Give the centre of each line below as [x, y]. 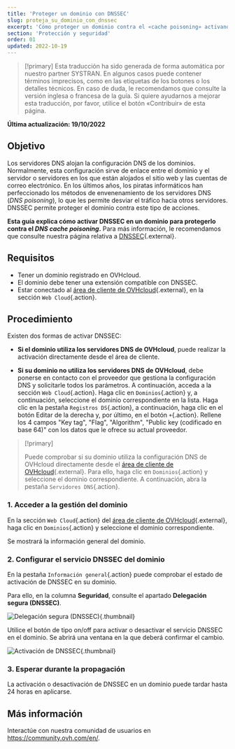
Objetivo [26, 147]
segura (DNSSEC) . [34, 603]
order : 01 [22, 40]
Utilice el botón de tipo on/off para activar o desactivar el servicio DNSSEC [115, 630]
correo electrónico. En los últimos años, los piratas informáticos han [105, 185]
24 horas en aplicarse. [40, 692]
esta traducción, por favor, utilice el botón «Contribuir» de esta [115, 103]
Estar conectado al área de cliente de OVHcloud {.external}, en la [111, 290]
